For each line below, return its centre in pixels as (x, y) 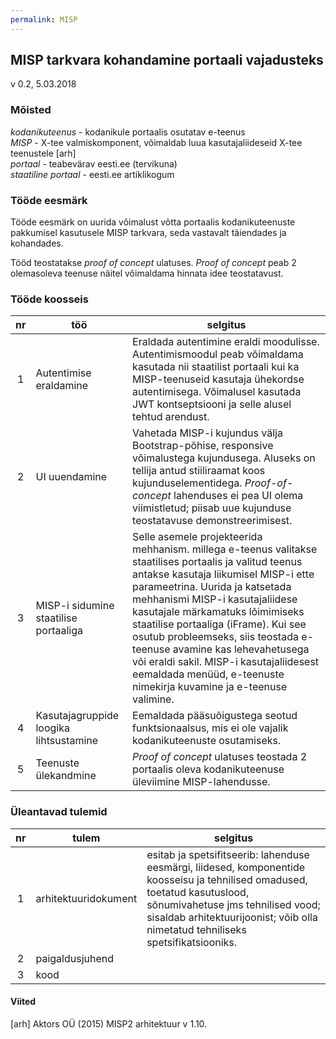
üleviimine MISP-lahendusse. (201, 782)
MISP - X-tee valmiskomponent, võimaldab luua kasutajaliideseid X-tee (156, 142)
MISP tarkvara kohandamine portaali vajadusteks (167, 60)
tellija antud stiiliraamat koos (199, 471)
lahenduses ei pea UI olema (238, 496)
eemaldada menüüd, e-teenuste (208, 674)
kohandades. (37, 243)
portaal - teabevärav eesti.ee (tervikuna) (94, 163)
